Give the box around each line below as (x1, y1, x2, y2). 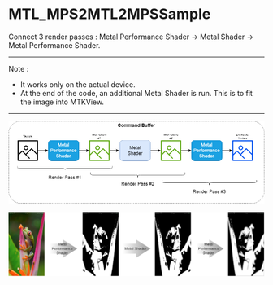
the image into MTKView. (19, 97, 104, 107)
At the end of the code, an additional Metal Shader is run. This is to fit (19, 88, 253, 98)
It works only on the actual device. (19, 79, 136, 90)
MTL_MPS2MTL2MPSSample (8, 5, 211, 24)
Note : (8, 64, 29, 73)
